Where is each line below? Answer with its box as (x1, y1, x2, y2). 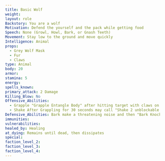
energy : (5, 80, 21, 85)
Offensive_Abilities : (5, 99, 50, 104)
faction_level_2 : (5, 139, 41, 145)
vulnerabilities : (5, 121, 41, 126)
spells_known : (5, 84, 34, 90)
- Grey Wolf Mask (9, 48, 45, 53)
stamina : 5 (5, 76, 27, 80)
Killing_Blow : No (5, 94, 41, 99)
